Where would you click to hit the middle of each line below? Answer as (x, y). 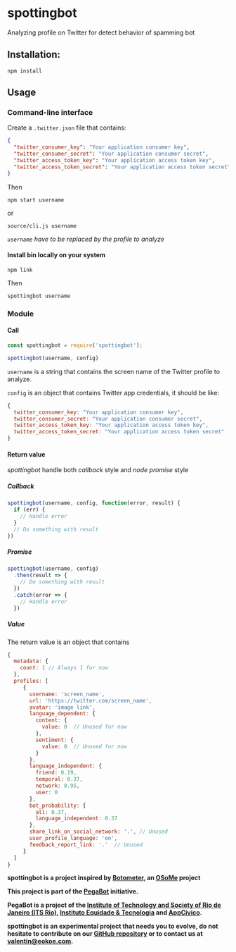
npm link (20, 270)
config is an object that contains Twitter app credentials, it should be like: (113, 392)
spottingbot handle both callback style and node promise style (98, 470)
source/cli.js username (42, 226)
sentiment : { (54, 740)
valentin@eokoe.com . (40, 941)
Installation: (34, 55)
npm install (25, 71)
